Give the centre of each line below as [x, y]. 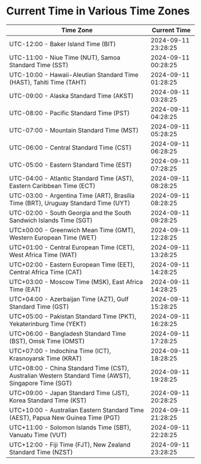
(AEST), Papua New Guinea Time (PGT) [65, 417]
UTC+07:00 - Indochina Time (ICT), [60, 351]
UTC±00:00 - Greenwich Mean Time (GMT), [72, 230]
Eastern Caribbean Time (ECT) [52, 185]
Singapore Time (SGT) [41, 383]
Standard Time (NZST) [41, 452]
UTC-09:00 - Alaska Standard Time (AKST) [71, 95]
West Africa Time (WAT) [43, 255]
